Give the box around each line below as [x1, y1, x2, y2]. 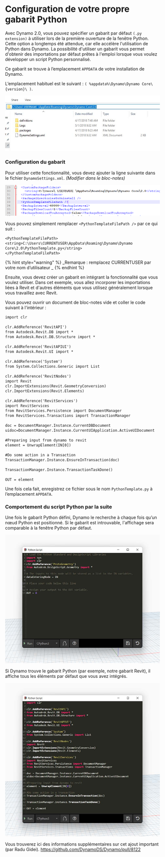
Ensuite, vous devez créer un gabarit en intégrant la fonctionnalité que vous [5, 274, 158, 280]
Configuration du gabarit [5, 159, 65, 165]
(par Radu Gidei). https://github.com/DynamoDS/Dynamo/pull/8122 [5, 847, 141, 853]
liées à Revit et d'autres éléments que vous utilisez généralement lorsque [5, 285, 153, 290]
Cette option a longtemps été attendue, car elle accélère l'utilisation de [5, 40, 148, 46]
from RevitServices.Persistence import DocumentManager [5, 408, 122, 413]
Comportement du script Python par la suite [5, 503, 112, 510]
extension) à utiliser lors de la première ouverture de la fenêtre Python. [5, 35, 149, 41]
